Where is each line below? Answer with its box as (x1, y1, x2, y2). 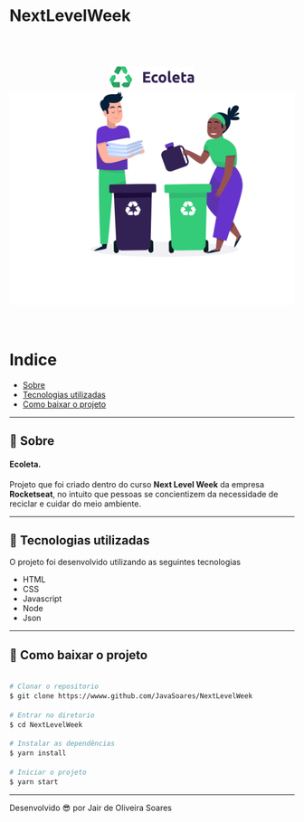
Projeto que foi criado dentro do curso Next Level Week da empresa (9, 478, 265, 489)
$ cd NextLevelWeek (9, 720, 83, 729)
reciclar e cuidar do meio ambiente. (9, 498, 142, 509)
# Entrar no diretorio (9, 711, 95, 720)
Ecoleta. (9, 458, 42, 470)
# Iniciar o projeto (9, 768, 88, 778)
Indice (9, 350, 57, 371)
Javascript (22, 593, 62, 604)
